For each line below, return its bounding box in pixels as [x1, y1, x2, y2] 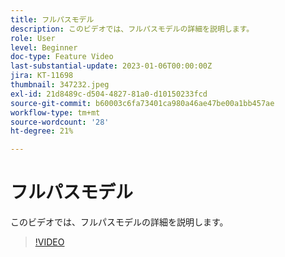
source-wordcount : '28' [10, 117, 110, 127]
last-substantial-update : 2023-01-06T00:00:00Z [10, 61, 213, 71]
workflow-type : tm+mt [10, 107, 101, 118]
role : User [10, 33, 56, 43]
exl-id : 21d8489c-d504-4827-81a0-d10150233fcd [10, 89, 208, 99]
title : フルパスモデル [10, 14, 95, 25]
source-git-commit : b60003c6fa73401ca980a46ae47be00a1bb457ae [10, 98, 275, 108]
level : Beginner [10, 42, 78, 53]
